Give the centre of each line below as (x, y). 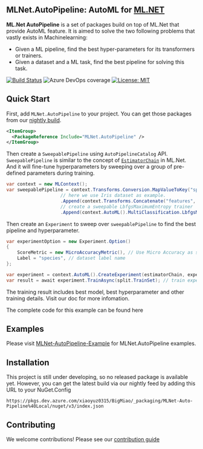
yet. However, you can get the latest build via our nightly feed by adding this (101, 384)
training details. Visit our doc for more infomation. (68, 298)
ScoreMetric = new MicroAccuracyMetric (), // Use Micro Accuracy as (105, 253)
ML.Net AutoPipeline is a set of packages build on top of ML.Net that (93, 24)
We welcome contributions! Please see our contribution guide (83, 439)
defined (16, 173)
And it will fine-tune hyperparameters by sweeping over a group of (89, 167)
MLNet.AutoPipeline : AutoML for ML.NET (85, 10)
